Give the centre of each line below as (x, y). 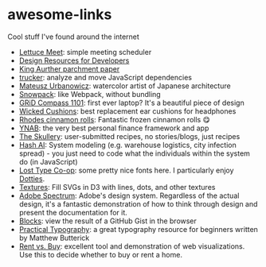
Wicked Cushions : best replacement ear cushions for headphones (127, 111)
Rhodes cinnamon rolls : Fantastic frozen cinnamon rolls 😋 (114, 119)
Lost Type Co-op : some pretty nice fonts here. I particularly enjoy (126, 170)
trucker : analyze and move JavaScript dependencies (106, 77)
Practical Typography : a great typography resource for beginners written (138, 229)
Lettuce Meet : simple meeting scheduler (85, 52)
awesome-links (60, 15)
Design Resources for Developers (74, 60)
